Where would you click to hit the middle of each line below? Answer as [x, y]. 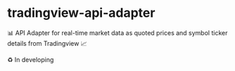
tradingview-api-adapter [81, 13]
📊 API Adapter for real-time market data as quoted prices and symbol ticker [118, 32]
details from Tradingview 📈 [47, 43]
